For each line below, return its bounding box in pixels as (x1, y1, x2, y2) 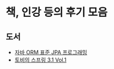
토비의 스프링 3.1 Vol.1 (14, 56, 66, 64)
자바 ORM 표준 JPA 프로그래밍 (14, 49, 88, 56)
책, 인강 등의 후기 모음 (5, 5, 108, 19)
